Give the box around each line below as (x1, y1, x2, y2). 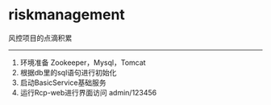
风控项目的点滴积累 (8, 33, 73, 42)
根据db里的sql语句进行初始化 (19, 67, 117, 77)
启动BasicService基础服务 (19, 78, 106, 87)
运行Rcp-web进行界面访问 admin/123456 (19, 87, 157, 97)
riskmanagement (8, 6, 125, 24)
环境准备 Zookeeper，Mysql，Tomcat (19, 58, 147, 67)
